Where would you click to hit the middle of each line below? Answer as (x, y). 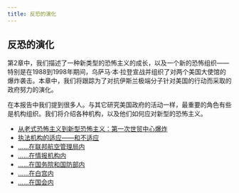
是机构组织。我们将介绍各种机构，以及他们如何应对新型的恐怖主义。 (107, 114)
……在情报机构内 (42, 156)
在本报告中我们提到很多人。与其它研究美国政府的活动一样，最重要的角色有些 (119, 105)
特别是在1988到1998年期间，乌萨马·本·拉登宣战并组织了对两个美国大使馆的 (117, 72)
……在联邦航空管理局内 (51, 147)
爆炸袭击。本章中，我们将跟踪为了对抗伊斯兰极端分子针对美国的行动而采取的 (119, 81)
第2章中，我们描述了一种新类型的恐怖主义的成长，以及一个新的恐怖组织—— (118, 63)
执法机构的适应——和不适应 (58, 138)
